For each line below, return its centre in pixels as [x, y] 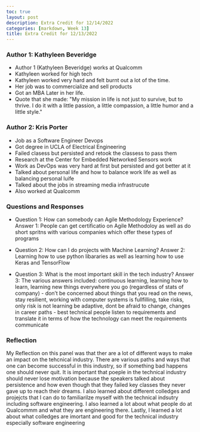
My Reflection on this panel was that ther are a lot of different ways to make [99, 353]
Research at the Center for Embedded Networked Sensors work [93, 159]
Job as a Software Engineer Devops [59, 140]
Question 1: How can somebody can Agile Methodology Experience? [99, 220]
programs [27, 238]
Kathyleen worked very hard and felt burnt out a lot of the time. [92, 80]
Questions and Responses [45, 206]
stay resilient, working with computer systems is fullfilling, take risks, [99, 300]
